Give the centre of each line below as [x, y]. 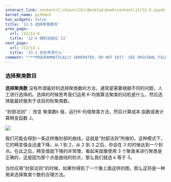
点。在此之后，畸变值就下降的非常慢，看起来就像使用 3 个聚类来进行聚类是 [84, 151]
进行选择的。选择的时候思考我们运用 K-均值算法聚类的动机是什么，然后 [84, 94]
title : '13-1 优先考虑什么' [37, 52]
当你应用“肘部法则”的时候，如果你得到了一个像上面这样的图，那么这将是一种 [85, 168]
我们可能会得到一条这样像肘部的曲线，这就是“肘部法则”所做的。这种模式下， [85, 138]
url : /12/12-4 [25, 34]
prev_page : [17, 29]
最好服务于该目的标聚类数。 [43, 101]
